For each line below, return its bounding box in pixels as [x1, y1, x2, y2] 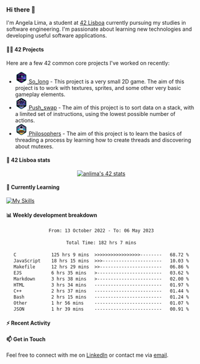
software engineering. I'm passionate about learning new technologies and [6, 25, 192, 33]
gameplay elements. [14, 91, 66, 98]
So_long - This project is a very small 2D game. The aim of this [28, 78, 185, 85]
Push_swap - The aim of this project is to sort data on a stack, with [28, 104, 195, 111]
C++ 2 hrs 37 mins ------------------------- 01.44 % [13, 288, 189, 295]
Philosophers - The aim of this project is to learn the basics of [28, 130, 182, 137]
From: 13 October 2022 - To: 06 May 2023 [48, 228, 154, 234]
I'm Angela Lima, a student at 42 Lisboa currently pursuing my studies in [6, 19, 186, 27]
